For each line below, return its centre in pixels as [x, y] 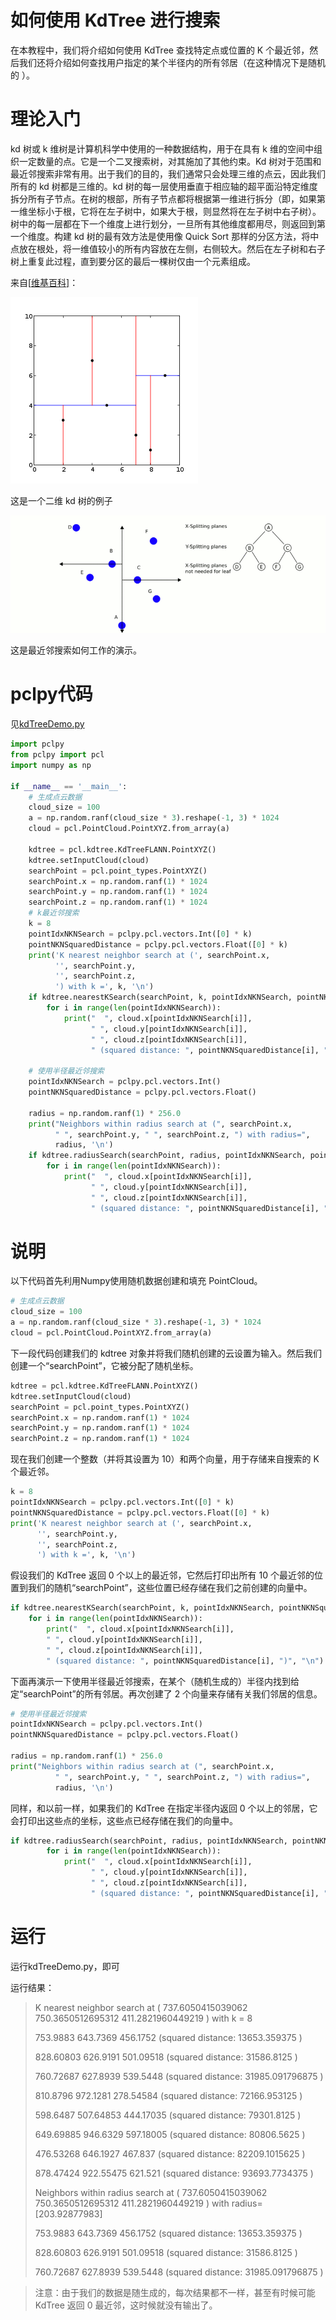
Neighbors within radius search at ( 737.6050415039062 [151, 2192]
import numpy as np [51, 765]
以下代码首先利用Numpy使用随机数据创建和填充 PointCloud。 [136, 1281]
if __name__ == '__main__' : [69, 786]
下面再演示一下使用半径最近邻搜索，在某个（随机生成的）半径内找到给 [155, 1681]
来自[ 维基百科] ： [44, 282]
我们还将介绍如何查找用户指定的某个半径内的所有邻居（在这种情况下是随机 [172, 62]
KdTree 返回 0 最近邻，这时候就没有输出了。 [126, 2305]
